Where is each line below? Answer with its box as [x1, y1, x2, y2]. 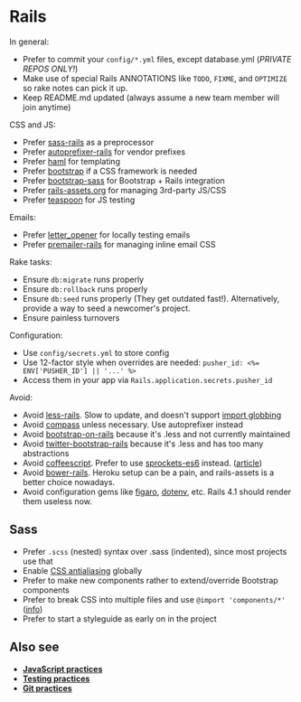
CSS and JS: [9, 119, 56, 130]
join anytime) [22, 101, 71, 112]
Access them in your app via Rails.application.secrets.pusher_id [22, 374, 273, 385]
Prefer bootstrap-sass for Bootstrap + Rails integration [22, 174, 226, 186]
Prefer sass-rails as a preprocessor [22, 136, 155, 147]
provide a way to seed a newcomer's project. [22, 303, 192, 314]
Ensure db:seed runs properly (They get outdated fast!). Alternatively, [22, 293, 280, 304]
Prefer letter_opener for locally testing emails [22, 229, 191, 240]
